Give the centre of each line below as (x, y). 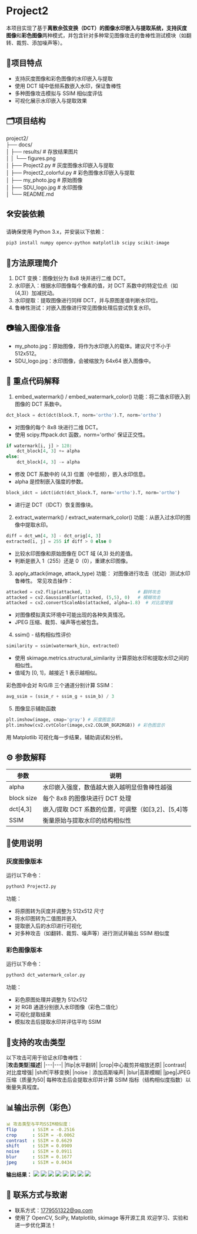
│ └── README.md (30, 194)
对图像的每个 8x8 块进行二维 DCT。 (58, 427)
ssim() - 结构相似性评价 (43, 635)
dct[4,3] (21, 809)
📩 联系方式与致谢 (37, 1195)
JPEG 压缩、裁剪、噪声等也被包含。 (58, 622)
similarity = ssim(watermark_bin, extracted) (63, 646)
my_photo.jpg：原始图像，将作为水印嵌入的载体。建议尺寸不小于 (93, 346)
